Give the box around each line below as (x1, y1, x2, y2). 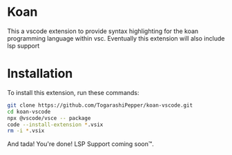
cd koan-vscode (7, 108, 51, 115)
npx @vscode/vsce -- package (7, 114, 91, 121)
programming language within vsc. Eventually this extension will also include (7, 34, 225, 42)
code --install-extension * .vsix (7, 121, 104, 128)
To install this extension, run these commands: (7, 88, 139, 96)
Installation (7, 66, 73, 81)
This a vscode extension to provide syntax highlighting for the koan (7, 27, 199, 35)
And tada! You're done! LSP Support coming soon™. (7, 140, 154, 148)
